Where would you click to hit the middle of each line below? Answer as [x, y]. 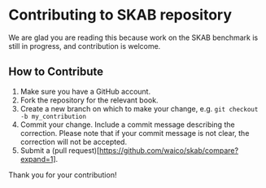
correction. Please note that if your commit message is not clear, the [135, 133]
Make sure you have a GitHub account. [85, 91]
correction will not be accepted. [74, 142]
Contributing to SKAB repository [120, 15]
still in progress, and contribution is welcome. [85, 46]
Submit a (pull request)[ [60, 150]
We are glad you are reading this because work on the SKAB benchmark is [133, 37]
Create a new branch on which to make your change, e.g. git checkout [139, 108]
